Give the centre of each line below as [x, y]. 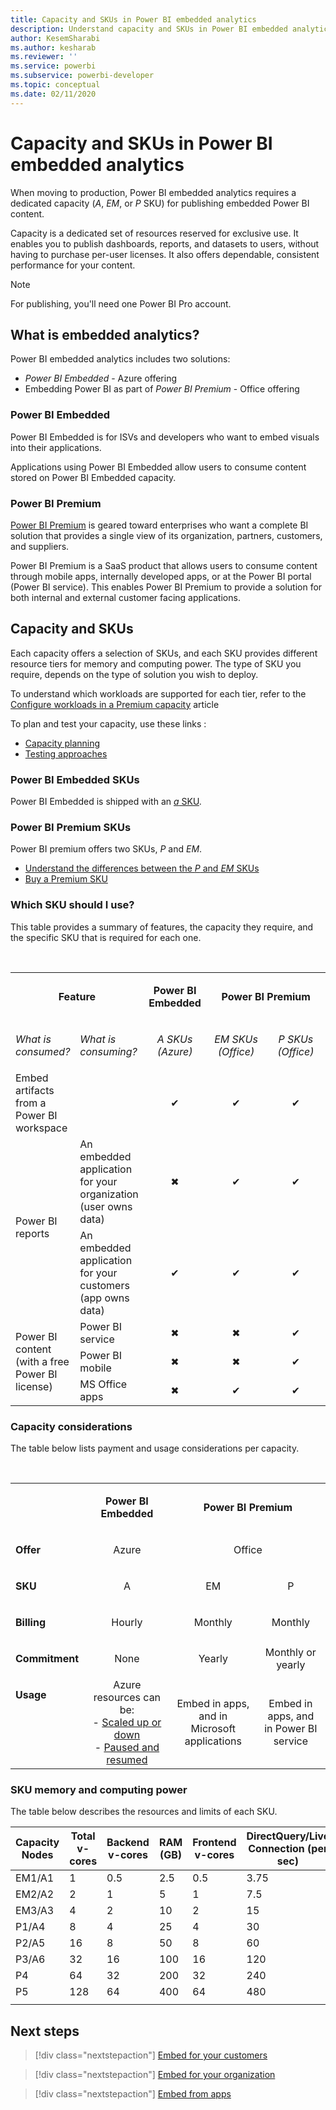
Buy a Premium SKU [66, 879]
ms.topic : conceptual [55, 85]
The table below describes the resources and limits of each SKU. [144, 1812]
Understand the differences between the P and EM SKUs [142, 868]
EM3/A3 [35, 1911]
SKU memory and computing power [99, 1789]
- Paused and [127, 1747]
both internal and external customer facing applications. [125, 597]
